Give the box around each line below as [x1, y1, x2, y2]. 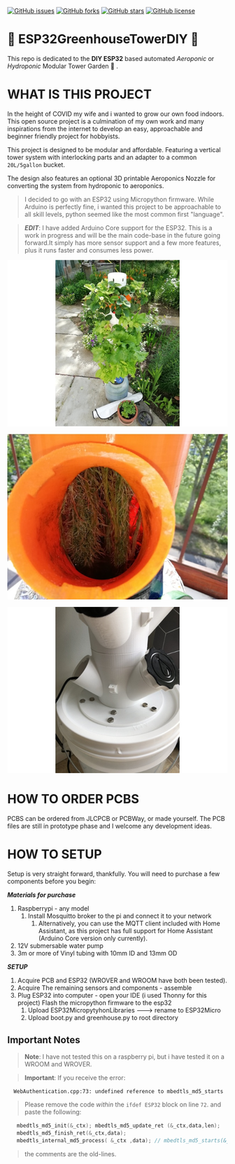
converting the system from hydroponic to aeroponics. [7, 181, 164, 189]
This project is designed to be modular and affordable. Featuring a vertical [7, 145, 221, 154]
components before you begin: [7, 877, 97, 885]
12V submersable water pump [17, 942, 104, 950]
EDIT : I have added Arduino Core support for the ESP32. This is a [24, 223, 213, 232]
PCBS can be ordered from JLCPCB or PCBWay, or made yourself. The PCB [7, 815, 225, 823]
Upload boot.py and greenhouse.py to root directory [27, 1014, 178, 1022]
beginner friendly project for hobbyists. [7, 132, 120, 140]
